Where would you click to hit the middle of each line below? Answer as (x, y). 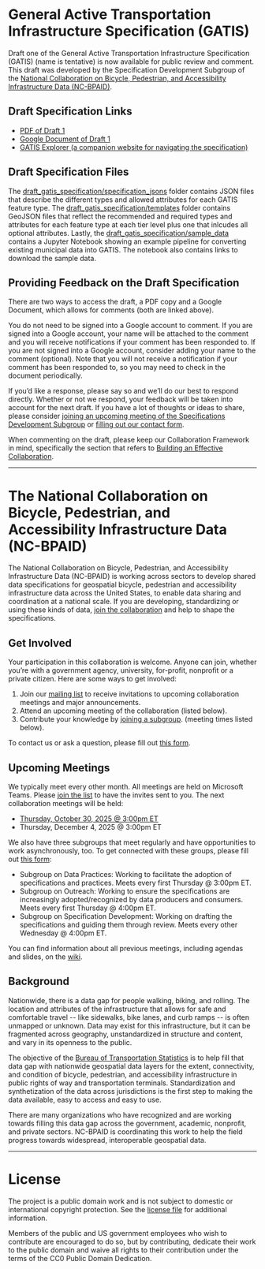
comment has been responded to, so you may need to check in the (117, 368)
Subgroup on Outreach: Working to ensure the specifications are (125, 891)
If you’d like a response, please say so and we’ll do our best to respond (123, 391)
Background (39, 982)
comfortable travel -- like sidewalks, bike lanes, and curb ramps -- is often (129, 1017)
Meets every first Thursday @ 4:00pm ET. (88, 908)
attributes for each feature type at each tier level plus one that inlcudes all (128, 224)
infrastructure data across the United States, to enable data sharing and (125, 593)
